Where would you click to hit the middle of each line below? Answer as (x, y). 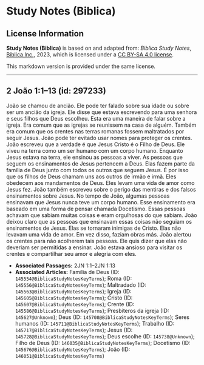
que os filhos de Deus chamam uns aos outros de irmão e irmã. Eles (91, 176)
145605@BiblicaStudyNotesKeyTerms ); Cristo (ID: (74, 298)
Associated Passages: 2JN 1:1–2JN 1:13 (65, 266)
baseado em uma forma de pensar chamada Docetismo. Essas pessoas (96, 209)
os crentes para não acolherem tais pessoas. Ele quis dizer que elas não (97, 241)
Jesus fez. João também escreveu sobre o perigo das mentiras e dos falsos (101, 189)
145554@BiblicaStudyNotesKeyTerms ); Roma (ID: (73, 278)
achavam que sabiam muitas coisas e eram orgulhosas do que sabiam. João (102, 215)
